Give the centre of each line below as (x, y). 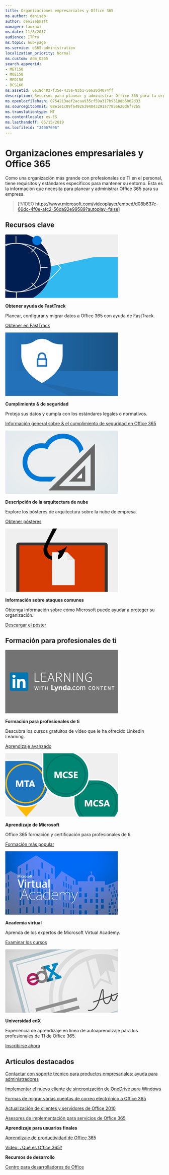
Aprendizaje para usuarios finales (41, 1128)
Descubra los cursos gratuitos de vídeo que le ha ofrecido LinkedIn (75, 731)
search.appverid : (23, 64)
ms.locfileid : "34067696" (32, 128)
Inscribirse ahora (23, 1046)
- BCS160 (14, 85)
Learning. (15, 737)
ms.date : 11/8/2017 (26, 32)
